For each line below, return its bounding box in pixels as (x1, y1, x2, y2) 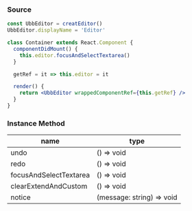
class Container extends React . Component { (7, 39, 134, 46)
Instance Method (7, 118, 65, 128)
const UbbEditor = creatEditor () (7, 21, 103, 27)
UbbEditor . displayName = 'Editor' (7, 27, 106, 34)
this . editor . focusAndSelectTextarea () (19, 52, 130, 59)
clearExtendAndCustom (10, 181, 88, 191)
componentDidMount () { (13, 45, 78, 52)
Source (7, 5, 32, 14)
